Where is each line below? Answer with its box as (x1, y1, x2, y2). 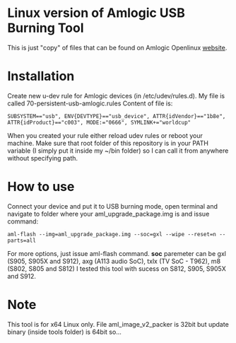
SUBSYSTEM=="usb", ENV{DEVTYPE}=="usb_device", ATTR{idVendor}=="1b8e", (7, 112, 226, 120)
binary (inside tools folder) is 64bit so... (7, 327, 122, 336)
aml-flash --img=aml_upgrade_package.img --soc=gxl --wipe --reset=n (7, 231, 217, 238)
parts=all (7, 237, 37, 244)
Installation (7, 69, 75, 84)
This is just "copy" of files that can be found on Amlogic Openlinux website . (7, 43, 228, 52)
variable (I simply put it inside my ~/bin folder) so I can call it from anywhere (7, 146, 229, 155)
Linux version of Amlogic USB (7, 5, 185, 21)
